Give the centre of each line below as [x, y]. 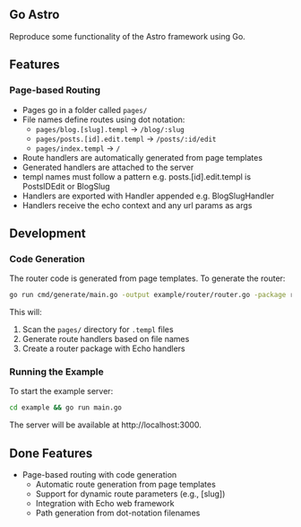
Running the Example [57, 372]
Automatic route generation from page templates [126, 485]
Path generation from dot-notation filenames [118, 513]
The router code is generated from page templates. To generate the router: [147, 278]
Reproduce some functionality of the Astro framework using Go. [128, 36]
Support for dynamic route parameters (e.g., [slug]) [130, 494]
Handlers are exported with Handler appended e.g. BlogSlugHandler [148, 196]
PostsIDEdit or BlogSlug [66, 186]
